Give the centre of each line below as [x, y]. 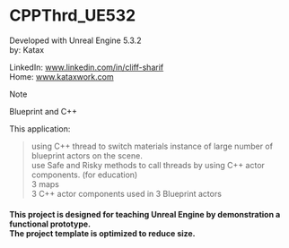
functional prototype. [50, 224]
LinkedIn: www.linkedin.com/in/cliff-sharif [87, 67]
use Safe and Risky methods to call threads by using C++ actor [148, 165]
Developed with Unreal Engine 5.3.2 [75, 40]
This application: [40, 128]
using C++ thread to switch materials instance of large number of [152, 146]
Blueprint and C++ [44, 111]
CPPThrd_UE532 [73, 16]
